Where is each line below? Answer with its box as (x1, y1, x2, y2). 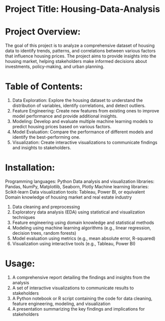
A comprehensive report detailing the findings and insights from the (12, 274, 150, 280)
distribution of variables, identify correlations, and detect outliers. (12, 103, 146, 108)
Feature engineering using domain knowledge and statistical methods (12, 219, 155, 225)
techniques (12, 214, 36, 220)
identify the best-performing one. (12, 134, 81, 140)
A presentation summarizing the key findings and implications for (12, 306, 145, 312)
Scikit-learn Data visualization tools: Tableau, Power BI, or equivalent (5, 189, 145, 195)
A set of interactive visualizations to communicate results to (12, 285, 134, 291)
